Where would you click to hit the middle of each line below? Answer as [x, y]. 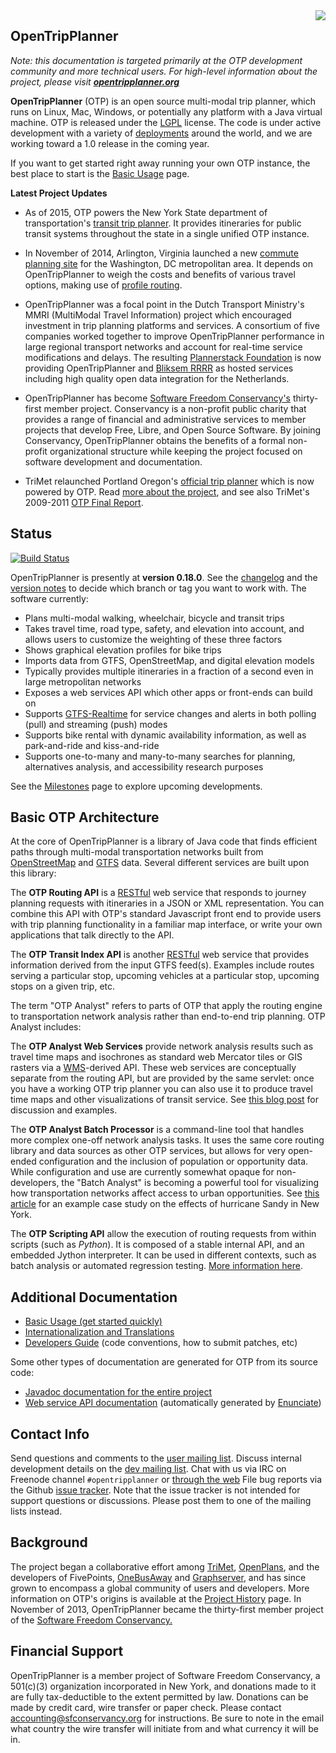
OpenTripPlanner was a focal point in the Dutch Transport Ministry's [164, 304]
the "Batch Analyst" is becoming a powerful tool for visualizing [190, 1183]
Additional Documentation [94, 1297]
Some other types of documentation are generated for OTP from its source [164, 1362]
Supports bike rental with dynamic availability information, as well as [165, 735]
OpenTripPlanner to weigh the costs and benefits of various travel [160, 274]
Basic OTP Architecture [85, 817]
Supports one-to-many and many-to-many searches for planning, [160, 756]
